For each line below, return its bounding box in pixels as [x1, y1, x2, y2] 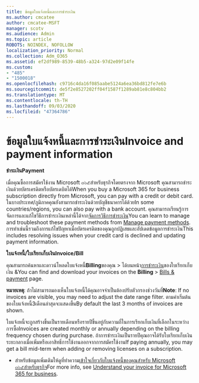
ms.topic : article [6, 36, 52, 42]
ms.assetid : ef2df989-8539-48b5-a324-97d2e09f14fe [6, 58, 135, 64]
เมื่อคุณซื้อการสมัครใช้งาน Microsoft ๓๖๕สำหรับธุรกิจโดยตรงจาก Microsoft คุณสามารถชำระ [6, 179, 192, 186]
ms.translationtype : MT [6, 92, 66, 98]
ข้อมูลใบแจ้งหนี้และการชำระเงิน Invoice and [6, 134, 184, 148]
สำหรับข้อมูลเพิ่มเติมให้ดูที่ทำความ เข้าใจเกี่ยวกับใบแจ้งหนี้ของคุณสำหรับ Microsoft [14, 357, 176, 364]
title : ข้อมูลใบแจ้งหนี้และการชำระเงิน [6, 8, 76, 15]
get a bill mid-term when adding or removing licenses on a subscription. [6, 345, 183, 353]
